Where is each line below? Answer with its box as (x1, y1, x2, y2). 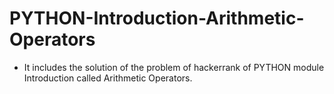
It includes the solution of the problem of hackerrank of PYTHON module (23, 61, 325, 73)
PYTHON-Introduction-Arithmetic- (9, 7, 305, 30)
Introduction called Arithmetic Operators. (23, 72, 193, 84)
